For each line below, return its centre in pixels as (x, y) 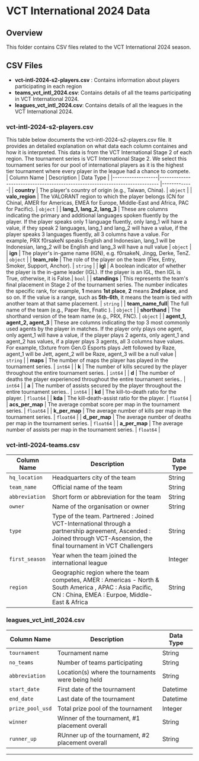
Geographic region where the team (101, 572)
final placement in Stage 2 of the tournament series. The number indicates (97, 285)
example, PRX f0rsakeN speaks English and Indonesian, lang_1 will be (91, 241)
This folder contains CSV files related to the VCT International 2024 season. (99, 47)
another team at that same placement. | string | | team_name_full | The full (97, 304)
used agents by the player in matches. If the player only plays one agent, (95, 329)
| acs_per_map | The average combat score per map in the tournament (93, 405)
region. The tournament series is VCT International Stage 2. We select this (97, 159)
